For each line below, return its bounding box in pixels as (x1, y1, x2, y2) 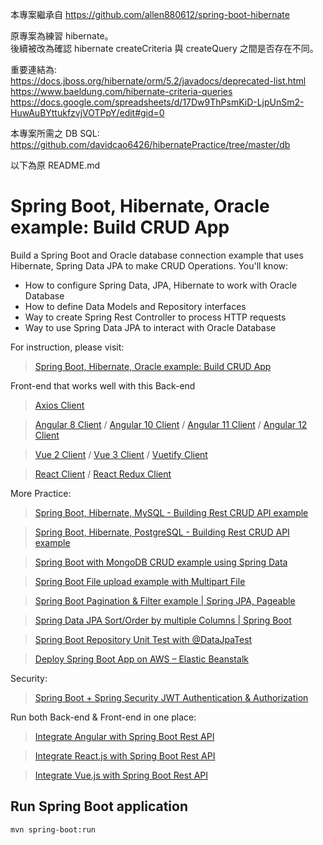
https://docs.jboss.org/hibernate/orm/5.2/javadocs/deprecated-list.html (10, 75, 307, 87)
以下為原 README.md (10, 159, 101, 171)
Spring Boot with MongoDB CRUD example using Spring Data (34, 556, 288, 568)
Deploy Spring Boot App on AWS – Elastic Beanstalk (34, 653, 249, 665)
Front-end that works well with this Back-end (10, 379, 196, 392)
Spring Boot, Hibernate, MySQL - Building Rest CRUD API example (34, 506, 309, 518)
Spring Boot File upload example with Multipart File (34, 575, 246, 587)
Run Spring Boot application (10, 798, 189, 815)
